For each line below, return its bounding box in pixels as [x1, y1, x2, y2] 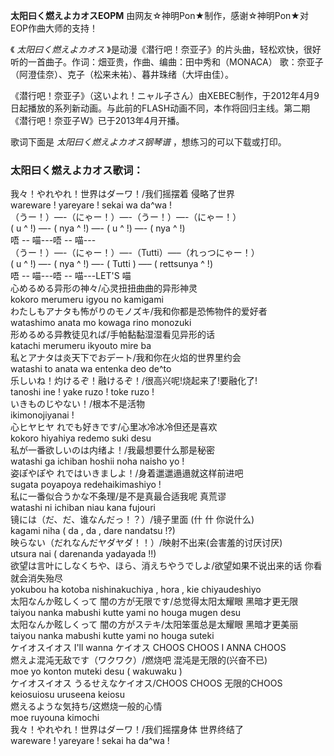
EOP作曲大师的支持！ [10, 22, 99, 34]
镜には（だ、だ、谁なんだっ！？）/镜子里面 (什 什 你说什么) [10, 514, 255, 526]
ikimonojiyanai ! [10, 409, 75, 421]
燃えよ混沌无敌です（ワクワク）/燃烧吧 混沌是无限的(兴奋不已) [10, 654, 268, 666]
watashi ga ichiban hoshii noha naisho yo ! [10, 455, 185, 468]
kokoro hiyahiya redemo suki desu [10, 432, 152, 444]
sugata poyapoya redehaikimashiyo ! [10, 479, 162, 491]
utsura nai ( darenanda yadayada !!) [10, 548, 157, 560]
